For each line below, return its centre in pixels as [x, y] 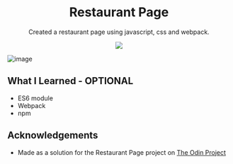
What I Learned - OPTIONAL [70, 81]
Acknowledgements [53, 135]
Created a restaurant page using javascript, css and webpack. [119, 32]
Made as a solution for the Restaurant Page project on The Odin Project [122, 152]
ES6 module [35, 98]
